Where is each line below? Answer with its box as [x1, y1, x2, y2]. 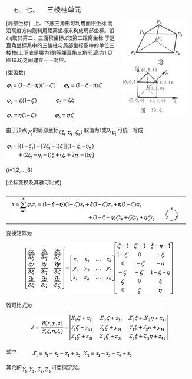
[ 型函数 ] [6, 70, 25, 76]
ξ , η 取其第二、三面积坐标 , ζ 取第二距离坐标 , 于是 [6, 35, 115, 41]
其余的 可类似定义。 [6, 364, 82, 371]
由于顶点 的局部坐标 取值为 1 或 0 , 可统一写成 [6, 127, 144, 133]
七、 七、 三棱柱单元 [13, 6, 81, 14]
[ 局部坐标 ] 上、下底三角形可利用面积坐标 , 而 [6, 21, 113, 27]
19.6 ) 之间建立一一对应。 [11, 57, 69, 63]
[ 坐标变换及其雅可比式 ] [6, 180, 62, 186]
